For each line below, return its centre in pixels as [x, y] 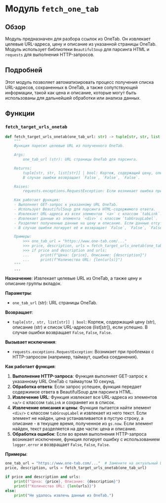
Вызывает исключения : [31, 342]
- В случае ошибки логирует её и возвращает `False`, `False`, [81, 228]
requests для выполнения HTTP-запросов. [50, 55]
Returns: [23, 168]
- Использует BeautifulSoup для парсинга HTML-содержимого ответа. [85, 209]
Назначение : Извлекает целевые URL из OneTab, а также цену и [73, 279]
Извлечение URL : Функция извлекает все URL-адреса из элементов [84, 397]
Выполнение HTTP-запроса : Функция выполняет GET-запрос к [80, 376]
